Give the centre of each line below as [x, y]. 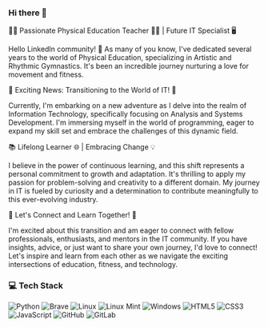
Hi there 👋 [28, 13]
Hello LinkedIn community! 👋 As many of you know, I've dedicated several [130, 49]
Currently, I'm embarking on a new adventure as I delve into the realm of [128, 106]
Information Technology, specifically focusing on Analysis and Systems [126, 114]
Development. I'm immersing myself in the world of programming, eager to [131, 122]
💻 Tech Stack [36, 285]
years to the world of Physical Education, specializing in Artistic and [120, 58]
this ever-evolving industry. [53, 200]
